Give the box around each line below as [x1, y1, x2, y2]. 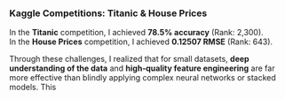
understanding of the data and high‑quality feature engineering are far [9, 63, 275, 73]
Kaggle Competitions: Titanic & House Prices [9, 7, 208, 19]
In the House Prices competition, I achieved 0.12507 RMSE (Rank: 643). [9, 36, 273, 47]
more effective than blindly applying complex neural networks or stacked [9, 72, 277, 83]
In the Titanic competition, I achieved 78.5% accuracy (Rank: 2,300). [9, 27, 264, 38]
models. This [9, 82, 57, 93]
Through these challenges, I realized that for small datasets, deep [9, 54, 250, 65]
